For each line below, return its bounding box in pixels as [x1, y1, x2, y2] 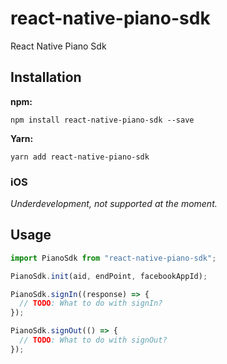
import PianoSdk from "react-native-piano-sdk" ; [10, 253, 217, 263]
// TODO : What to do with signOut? [19, 335, 168, 346]
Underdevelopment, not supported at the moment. [10, 198, 218, 210]
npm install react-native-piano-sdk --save [10, 115, 195, 125]
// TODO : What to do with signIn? [19, 298, 163, 309]
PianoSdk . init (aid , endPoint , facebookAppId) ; [10, 271, 208, 281]
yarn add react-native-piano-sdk [10, 152, 150, 162]
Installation [10, 69, 82, 86]
